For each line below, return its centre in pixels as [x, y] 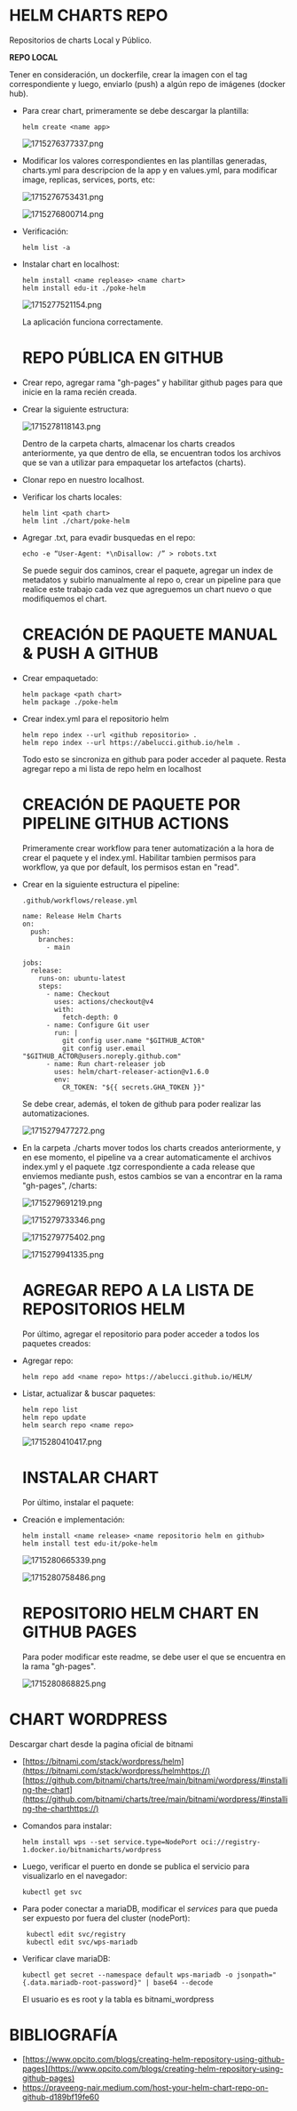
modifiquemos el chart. [64, 598]
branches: [56, 939]
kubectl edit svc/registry [76, 1934]
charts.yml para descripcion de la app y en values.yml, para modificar [149, 170]
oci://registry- [231, 1842]
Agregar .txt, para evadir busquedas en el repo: [109, 537]
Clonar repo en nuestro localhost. [83, 479]
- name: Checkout [78, 994]
